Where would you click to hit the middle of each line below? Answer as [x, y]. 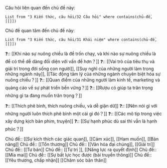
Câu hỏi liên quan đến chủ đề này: [40, 8]
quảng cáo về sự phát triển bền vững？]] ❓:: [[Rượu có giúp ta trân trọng [79, 88]
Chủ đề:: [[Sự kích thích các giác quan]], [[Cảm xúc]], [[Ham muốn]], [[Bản [82, 139]
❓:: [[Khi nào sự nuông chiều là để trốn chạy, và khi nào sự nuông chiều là [81, 53]
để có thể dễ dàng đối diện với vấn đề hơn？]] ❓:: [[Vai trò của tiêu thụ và [80, 61]
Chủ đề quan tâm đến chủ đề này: [40, 30]
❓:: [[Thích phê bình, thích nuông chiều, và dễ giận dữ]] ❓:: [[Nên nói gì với [81, 106]
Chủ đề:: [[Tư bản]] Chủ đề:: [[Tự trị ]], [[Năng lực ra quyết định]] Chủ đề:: [81, 149]
